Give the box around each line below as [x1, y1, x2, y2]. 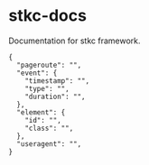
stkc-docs [8, 5, 88, 26]
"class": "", [24, 124, 74, 133]
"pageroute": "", [16, 60, 82, 69]
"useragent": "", [16, 139, 82, 149]
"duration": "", [24, 92, 87, 101]
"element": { [16, 107, 66, 117]
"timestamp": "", [24, 76, 90, 86]
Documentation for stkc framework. [8, 35, 141, 46]
